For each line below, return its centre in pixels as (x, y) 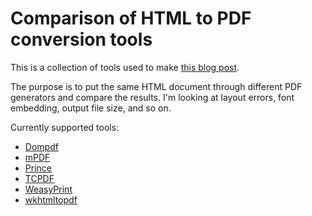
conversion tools (81, 39)
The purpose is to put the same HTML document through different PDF (156, 86)
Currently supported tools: (65, 127)
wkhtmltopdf (51, 199)
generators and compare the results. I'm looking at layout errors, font (152, 97)
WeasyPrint (48, 189)
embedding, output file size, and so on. (91, 108)
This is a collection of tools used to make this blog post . (125, 67)
